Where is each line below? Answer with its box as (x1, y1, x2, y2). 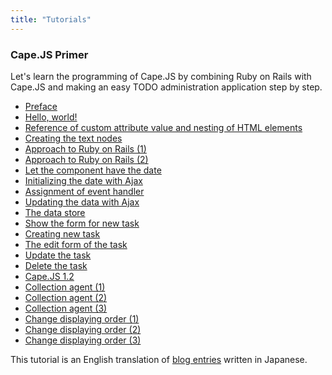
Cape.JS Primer (10, 47, 89, 61)
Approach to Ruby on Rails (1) (24, 142, 147, 155)
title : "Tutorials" (10, 14, 92, 25)
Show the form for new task (24, 217, 140, 229)
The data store (24, 206, 86, 218)
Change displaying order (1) (24, 312, 140, 325)
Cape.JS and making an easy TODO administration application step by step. (10, 81, 323, 93)
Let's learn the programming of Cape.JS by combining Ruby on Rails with (10, 70, 312, 82)
